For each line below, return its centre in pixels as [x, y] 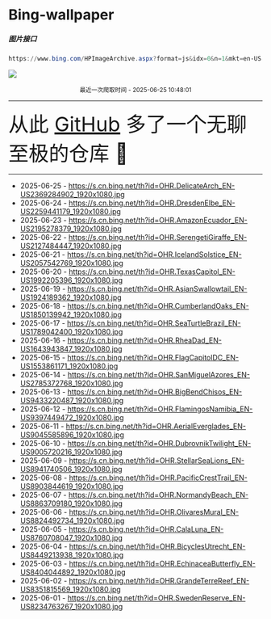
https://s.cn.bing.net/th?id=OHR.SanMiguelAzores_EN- [159, 375]
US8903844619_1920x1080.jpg [71, 486]
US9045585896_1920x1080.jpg [72, 435]
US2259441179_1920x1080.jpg [70, 212]
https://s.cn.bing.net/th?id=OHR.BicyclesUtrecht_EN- [157, 546]
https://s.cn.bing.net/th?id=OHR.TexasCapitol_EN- [152, 272]
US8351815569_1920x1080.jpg [70, 590]
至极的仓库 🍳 [69, 154]
